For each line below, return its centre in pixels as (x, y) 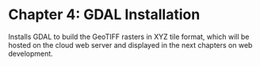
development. (31, 53)
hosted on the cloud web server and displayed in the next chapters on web (130, 45)
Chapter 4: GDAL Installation (104, 15)
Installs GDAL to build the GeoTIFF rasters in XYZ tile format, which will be (129, 37)
